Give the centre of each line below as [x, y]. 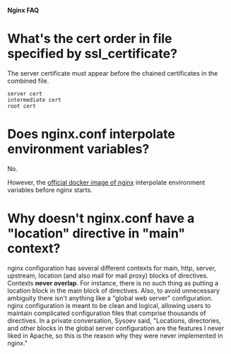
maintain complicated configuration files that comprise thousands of [107, 313]
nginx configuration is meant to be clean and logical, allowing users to [109, 305]
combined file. [28, 81]
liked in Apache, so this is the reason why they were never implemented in [115, 336]
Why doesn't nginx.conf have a [101, 219]
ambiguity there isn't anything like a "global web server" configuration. [110, 298]
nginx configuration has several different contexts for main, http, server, [112, 268]
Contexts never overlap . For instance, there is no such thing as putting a [113, 283]
